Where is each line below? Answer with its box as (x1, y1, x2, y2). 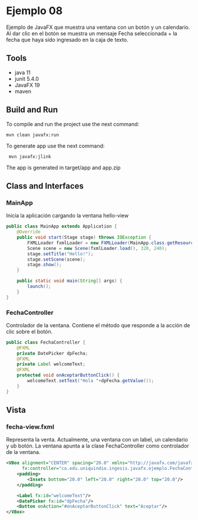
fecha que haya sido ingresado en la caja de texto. (6, 36, 128, 43)
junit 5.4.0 (14, 75, 39, 82)
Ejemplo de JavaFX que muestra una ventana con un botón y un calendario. (6, 24, 190, 31)
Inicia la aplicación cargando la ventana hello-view (6, 212, 129, 219)
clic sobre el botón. (6, 328, 53, 335)
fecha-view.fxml (6, 423, 55, 431)
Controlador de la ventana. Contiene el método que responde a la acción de (6, 321, 190, 328)
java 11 (14, 69, 31, 76)
